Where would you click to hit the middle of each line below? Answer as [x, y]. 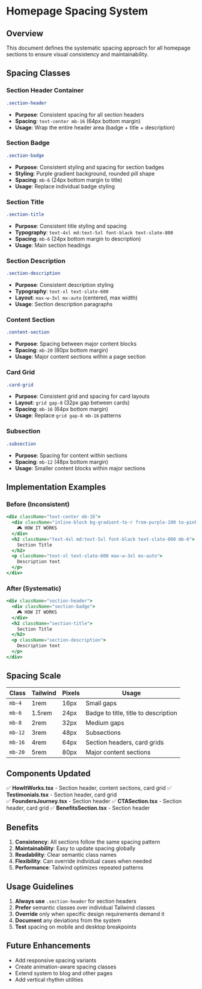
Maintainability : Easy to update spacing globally [75, 848]
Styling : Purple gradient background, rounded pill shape [85, 173]
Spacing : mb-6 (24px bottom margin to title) [69, 180]
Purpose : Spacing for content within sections [71, 455]
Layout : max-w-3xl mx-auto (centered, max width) [76, 298]
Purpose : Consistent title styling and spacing [71, 226]
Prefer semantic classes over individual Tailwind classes [85, 907]
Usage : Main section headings [53, 245]
